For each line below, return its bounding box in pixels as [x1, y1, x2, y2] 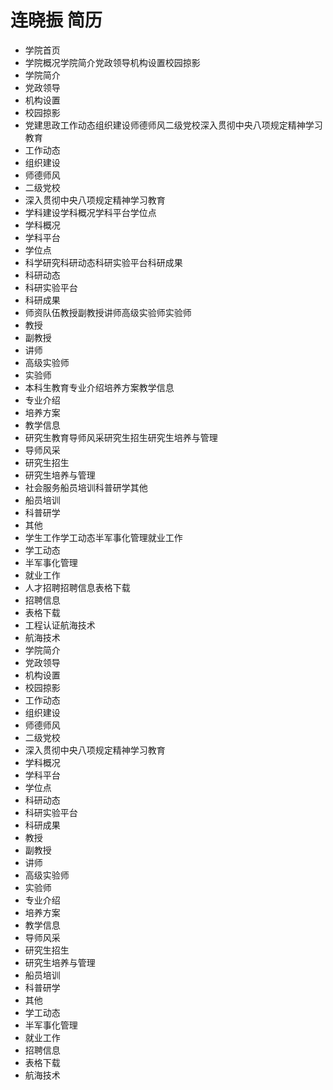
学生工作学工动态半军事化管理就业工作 [24, 531, 183, 543]
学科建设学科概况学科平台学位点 [24, 206, 157, 218]
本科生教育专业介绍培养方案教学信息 [24, 381, 175, 393]
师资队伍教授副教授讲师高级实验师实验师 [24, 306, 192, 318]
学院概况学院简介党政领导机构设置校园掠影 [24, 56, 201, 68]
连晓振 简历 [10, 9, 103, 32]
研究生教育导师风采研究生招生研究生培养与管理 [24, 431, 218, 443]
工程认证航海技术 [24, 619, 96, 631]
